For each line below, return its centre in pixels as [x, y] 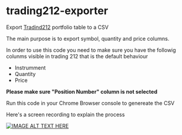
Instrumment [30, 67]
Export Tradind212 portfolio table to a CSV [57, 27]
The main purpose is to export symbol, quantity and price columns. [88, 38]
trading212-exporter [57, 11]
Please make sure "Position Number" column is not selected [82, 91]
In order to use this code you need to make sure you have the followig [91, 50]
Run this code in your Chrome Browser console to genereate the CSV [90, 103]
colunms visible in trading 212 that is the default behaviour [77, 56]
